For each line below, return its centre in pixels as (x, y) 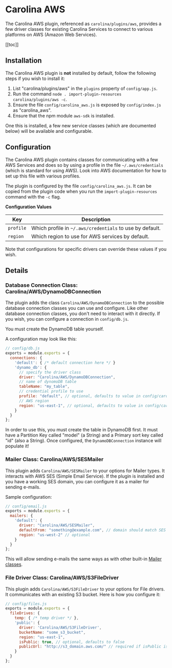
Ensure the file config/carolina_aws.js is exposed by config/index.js (87, 105)
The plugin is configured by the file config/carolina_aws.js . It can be (79, 186)
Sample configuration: (29, 497)
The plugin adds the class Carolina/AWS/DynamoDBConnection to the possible (85, 303)
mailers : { (21, 516)
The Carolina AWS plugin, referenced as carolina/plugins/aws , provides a (83, 24)
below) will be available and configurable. (49, 131)
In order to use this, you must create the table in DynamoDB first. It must (81, 430)
